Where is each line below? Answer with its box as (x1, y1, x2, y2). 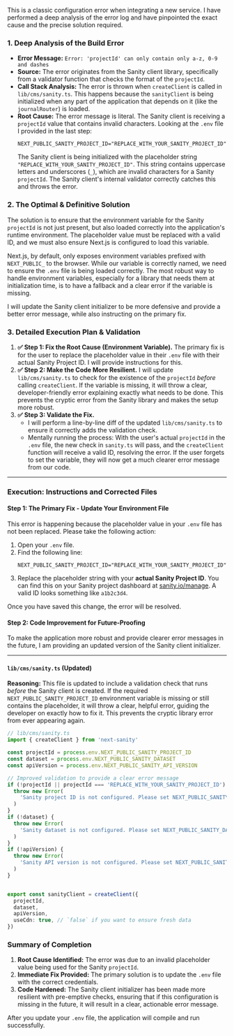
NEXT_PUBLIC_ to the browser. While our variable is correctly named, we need (7, 258, 227, 268)
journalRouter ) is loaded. (17, 105, 91, 113)
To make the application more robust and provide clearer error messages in (7, 634, 224, 642)
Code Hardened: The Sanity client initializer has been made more (17, 985, 205, 994)
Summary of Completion (7, 940, 92, 949)
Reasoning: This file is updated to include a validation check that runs (7, 679, 208, 687)
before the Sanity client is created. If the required (7, 687, 148, 695)
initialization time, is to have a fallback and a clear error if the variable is (7, 281, 213, 289)
